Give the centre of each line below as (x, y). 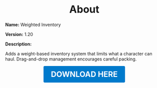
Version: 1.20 (19, 34)
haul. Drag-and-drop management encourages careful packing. (71, 59)
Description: (18, 44)
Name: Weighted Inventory (33, 25)
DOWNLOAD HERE (84, 74)
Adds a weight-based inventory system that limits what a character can (79, 54)
